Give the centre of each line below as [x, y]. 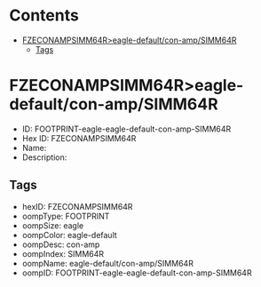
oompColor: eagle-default [69, 235]
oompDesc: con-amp [61, 244]
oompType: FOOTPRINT [66, 216]
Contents [44, 16]
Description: [44, 157]
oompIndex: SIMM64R [63, 253]
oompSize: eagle [53, 225]
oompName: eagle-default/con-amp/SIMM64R [107, 263]
